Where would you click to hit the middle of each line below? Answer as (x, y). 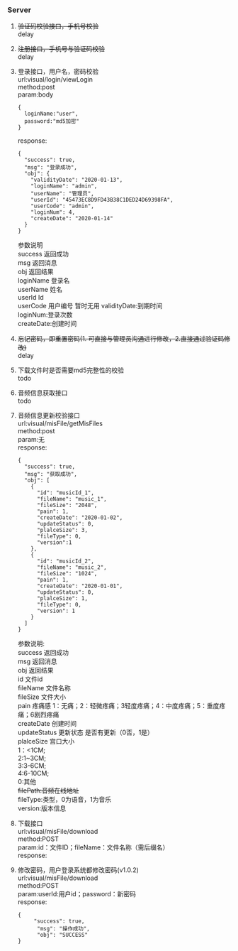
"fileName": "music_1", (72, 499)
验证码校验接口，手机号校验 (58, 26)
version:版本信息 (42, 808)
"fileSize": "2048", (67, 506)
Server (19, 10)
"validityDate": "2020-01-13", (77, 180)
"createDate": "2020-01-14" (72, 219)
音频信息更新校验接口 (49, 415)
